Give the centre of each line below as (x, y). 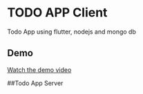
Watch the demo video (39, 69)
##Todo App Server (35, 83)
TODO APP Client (57, 13)
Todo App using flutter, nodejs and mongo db (71, 32)
